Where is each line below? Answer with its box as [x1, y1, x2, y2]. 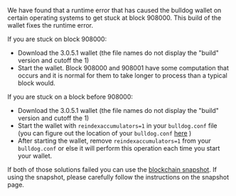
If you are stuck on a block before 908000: [7, 92, 134, 101]
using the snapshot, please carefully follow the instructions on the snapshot [7, 173, 230, 181]
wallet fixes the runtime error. [7, 21, 94, 29]
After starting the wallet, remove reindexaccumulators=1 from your [17, 136, 211, 145]
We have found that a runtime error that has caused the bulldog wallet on [7, 6, 222, 14]
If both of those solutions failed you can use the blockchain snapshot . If [7, 165, 217, 173]
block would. [17, 79, 55, 87]
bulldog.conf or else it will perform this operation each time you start [17, 144, 220, 152]
